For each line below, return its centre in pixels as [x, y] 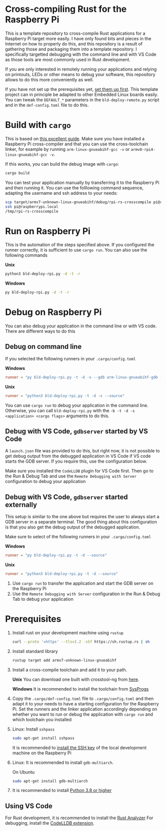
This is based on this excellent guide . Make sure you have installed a [75, 138]
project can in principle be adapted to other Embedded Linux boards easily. [82, 94]
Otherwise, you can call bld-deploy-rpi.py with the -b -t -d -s [70, 410]
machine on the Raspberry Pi [42, 753]
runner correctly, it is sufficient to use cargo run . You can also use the [76, 250]
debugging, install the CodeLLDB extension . [50, 823]
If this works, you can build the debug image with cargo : [62, 164]
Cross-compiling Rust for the [66, 9]
